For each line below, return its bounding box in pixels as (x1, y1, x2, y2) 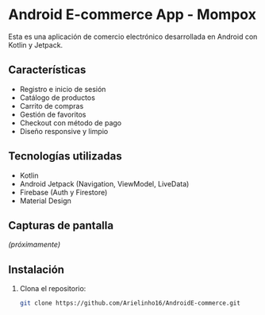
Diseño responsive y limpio (19, 126, 109, 136)
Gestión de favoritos (19, 109, 86, 119)
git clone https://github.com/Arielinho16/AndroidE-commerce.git (19, 299, 240, 307)
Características (8, 63, 86, 77)
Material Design (19, 196, 71, 206)
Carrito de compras (19, 101, 84, 110)
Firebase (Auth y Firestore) (19, 187, 108, 197)
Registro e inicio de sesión (19, 84, 106, 94)
